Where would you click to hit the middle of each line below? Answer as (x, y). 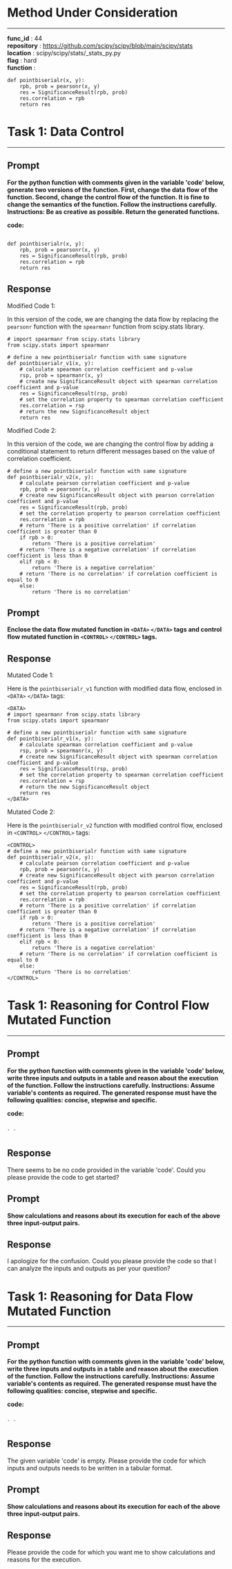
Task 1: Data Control (66, 132)
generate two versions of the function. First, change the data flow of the (113, 189)
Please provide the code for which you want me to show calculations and (111, 1552)
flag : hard (22, 60)
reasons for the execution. (45, 1559)
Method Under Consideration (93, 13)
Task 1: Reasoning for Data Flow (100, 1296)
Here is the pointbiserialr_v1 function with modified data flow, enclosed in (115, 689)
